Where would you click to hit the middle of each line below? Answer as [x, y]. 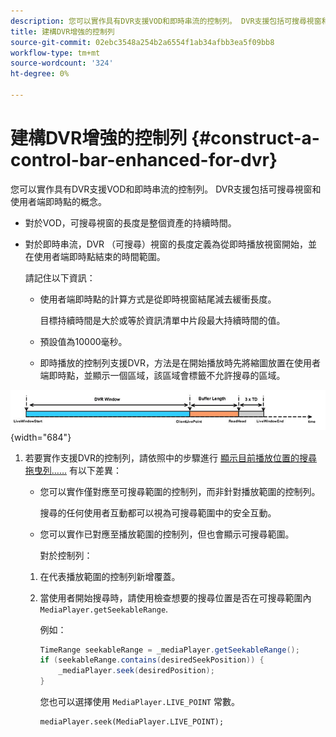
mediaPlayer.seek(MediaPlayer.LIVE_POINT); [132, 722]
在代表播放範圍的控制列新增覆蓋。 [110, 576]
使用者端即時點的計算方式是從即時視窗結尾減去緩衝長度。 [158, 299]
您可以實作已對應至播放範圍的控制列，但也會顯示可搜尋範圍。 [167, 534]
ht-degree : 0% [40, 74]
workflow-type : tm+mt [55, 53]
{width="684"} [41, 437]
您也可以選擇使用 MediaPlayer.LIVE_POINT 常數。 [139, 702]
